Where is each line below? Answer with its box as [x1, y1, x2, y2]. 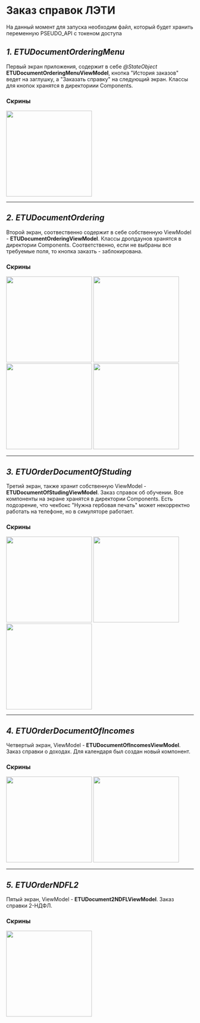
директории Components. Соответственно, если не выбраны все [6, 241, 171, 248]
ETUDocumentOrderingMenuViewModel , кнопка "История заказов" [6, 69, 179, 76]
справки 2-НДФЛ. [6, 902, 52, 910]
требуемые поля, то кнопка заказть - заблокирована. [6, 247, 143, 254]
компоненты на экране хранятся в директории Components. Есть [6, 495, 173, 502]
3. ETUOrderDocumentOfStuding [6, 466, 132, 477]
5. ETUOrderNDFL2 [6, 880, 79, 890]
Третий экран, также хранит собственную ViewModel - [6, 482, 147, 490]
